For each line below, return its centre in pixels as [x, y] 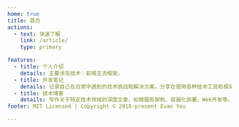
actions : [20, 27]
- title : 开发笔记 [39, 80]
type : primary [41, 47]
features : [22, 60]
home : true [23, 14]
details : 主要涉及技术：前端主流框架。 [71, 73]
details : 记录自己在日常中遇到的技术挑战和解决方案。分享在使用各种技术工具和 [122, 86]
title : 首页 [24, 21]
